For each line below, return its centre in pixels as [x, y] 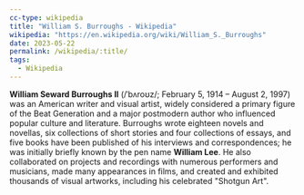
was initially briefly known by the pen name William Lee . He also [131, 151]
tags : [20, 60]
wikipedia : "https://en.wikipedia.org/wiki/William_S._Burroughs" [138, 34]
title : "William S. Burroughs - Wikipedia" [93, 26]
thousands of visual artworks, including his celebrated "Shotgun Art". [139, 180]
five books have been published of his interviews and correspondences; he [151, 142]
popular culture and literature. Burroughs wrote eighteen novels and [137, 122]
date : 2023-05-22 [42, 43]
